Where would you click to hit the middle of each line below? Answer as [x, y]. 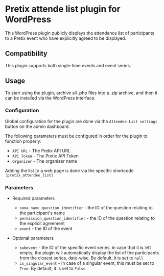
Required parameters [34, 198]
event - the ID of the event [46, 228]
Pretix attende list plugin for [63, 9]
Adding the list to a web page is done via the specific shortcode [69, 171]
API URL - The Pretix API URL [41, 151]
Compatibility [26, 54]
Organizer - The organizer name [45, 161]
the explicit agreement [42, 224]
